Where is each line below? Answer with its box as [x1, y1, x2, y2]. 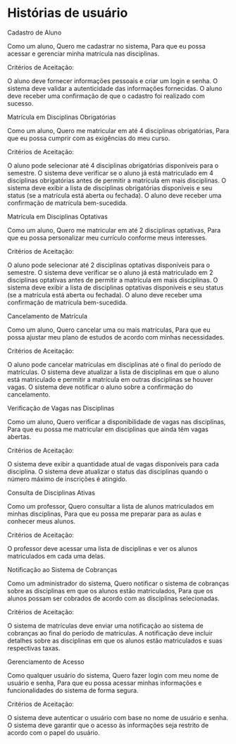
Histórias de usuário [7, 5, 128, 21]
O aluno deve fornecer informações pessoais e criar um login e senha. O [7, 76, 218, 85]
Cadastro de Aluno [7, 28, 62, 37]
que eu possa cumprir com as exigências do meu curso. [7, 134, 170, 142]
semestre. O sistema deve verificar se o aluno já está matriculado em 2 [7, 268, 213, 276]
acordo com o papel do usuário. [7, 728, 100, 737]
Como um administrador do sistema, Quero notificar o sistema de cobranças [7, 579, 230, 588]
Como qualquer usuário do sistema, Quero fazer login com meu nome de [7, 671, 219, 679]
